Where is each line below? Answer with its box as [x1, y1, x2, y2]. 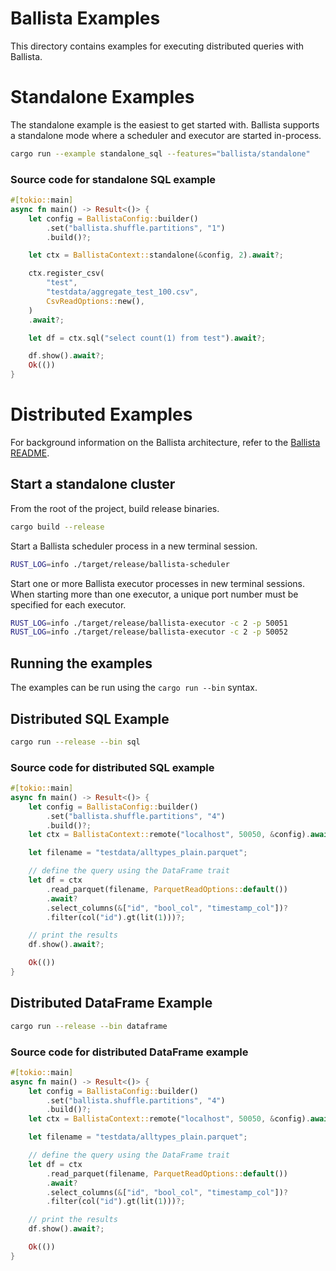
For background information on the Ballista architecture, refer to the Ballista [10, 436, 321, 448]
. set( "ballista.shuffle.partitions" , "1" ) [46, 223, 226, 233]
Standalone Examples [10, 86, 195, 109]
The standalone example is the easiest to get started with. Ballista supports [10, 118, 320, 131]
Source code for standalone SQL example [10, 172, 217, 186]
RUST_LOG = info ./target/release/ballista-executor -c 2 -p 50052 [10, 627, 288, 637]
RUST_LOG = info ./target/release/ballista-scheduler [10, 559, 230, 569]
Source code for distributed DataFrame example [10, 1045, 249, 1059]
